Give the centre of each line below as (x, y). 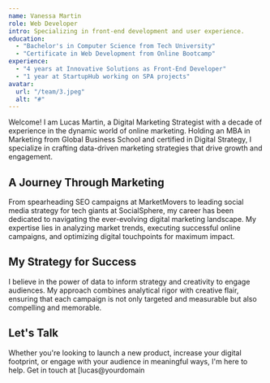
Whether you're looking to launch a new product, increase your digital (125, 353)
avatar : (21, 84)
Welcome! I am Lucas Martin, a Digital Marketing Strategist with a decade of (135, 122)
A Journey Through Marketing (86, 183)
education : (27, 39)
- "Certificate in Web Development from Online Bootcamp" (116, 54)
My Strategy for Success (73, 262)
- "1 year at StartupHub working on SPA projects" (103, 76)
